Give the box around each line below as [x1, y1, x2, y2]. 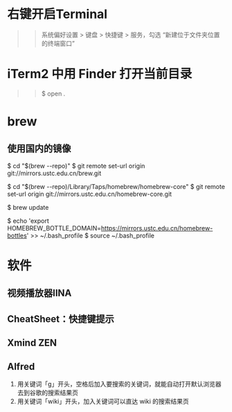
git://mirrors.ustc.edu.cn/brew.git [7, 169, 102, 177]
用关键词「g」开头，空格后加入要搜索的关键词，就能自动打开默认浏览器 [17, 380, 222, 388]
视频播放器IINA [7, 287, 72, 299]
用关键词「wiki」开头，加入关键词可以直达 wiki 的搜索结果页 [17, 397, 189, 406]
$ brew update [7, 203, 49, 211]
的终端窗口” [41, 39, 75, 47]
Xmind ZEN [7, 337, 57, 349]
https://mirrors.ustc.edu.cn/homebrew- [100, 224, 213, 232]
